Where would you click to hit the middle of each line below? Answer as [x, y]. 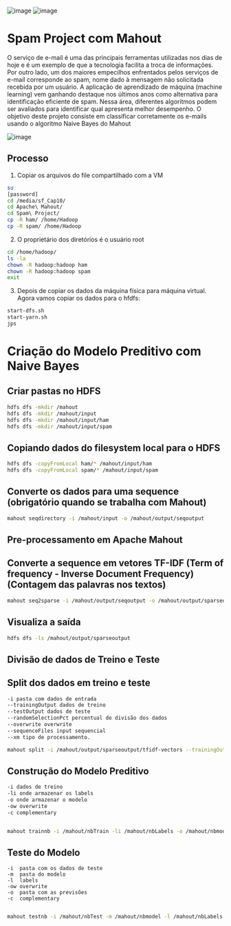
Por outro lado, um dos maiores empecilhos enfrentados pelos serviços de [113, 72]
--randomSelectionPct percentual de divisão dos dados [87, 718]
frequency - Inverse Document [75, 574]
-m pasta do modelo [37, 875]
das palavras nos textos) [112, 585]
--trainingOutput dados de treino [57, 705]
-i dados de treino [35, 787]
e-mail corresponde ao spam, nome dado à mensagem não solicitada [106, 79]
